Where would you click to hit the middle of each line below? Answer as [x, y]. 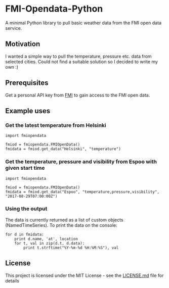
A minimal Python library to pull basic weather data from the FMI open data [83, 23]
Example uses [28, 111]
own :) [12, 67]
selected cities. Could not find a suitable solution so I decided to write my [82, 62]
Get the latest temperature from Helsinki [56, 125]
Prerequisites [27, 83]
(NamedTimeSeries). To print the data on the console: [61, 225]
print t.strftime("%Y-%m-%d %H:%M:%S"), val [71, 248]
